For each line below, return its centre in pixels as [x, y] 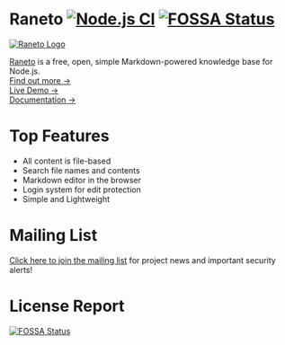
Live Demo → [34, 90]
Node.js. [25, 71]
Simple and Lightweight [66, 199]
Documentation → [43, 100]
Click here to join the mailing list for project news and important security [142, 260]
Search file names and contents [81, 170]
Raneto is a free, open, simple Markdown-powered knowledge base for [141, 61]
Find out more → [40, 80]
